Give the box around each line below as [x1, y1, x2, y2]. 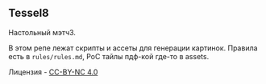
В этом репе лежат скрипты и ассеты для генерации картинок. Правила [8, 43, 258, 53]
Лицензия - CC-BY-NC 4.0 [8, 67, 98, 77]
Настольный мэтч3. [8, 27, 77, 37]
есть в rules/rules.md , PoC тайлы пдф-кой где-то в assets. [8, 51, 210, 61]
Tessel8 [8, 6, 50, 20]
